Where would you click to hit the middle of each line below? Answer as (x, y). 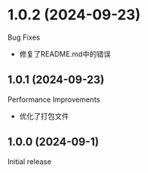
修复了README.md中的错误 (65, 53)
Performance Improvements (54, 99)
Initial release (29, 161)
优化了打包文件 (44, 116)
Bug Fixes (24, 37)
